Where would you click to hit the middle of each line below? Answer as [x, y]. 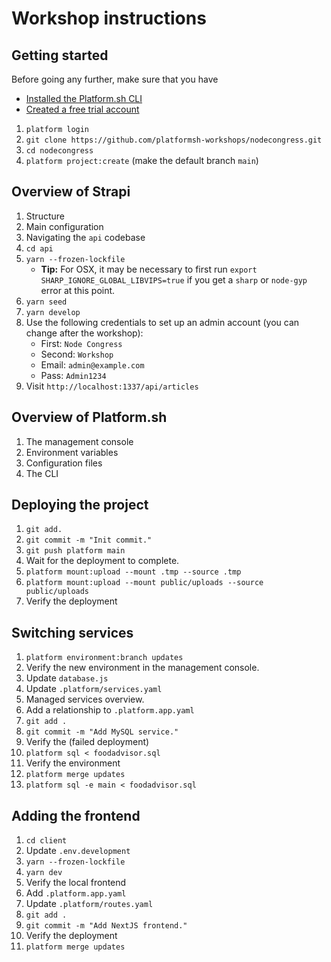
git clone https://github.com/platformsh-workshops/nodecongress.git [174, 140]
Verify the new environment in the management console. [142, 668]
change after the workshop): [84, 333]
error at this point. [78, 290]
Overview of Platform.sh [89, 417]
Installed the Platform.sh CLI [84, 98]
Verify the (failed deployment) [87, 742]
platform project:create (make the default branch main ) [142, 160]
